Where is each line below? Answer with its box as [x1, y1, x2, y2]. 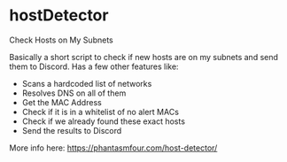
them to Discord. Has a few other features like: [9, 61, 179, 72]
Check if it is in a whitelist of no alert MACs [21, 106, 180, 117]
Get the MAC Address [21, 96, 102, 107]
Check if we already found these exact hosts [21, 116, 186, 127]
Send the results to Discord [21, 125, 122, 135]
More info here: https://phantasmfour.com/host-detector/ [9, 143, 218, 153]
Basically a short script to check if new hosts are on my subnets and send [9, 51, 279, 62]
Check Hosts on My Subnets [9, 35, 113, 45]
